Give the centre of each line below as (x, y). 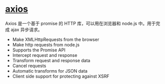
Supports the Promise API (39, 50)
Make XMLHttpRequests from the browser (56, 39)
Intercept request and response (45, 55)
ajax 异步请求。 (26, 29)
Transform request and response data (51, 60)
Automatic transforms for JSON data (50, 71)
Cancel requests (29, 66)
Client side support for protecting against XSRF (61, 76)
